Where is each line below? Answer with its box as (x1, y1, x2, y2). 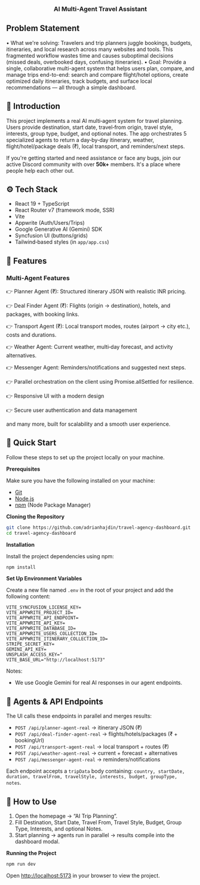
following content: (6, 593, 51, 600)
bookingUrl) (14, 737, 45, 744)
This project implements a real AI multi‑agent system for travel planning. (6, 117, 183, 124)
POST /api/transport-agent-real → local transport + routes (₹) (14, 743, 169, 751)
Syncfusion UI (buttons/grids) (14, 232, 88, 239)
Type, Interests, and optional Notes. (14, 825, 103, 832)
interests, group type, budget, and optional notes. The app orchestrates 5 (6, 130, 187, 137)
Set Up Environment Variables (6, 575, 82, 582)
